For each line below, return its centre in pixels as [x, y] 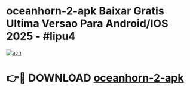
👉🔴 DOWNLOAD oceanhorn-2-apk [95, 78]
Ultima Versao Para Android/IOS [87, 24]
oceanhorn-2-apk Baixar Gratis [85, 11]
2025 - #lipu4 [41, 36]
